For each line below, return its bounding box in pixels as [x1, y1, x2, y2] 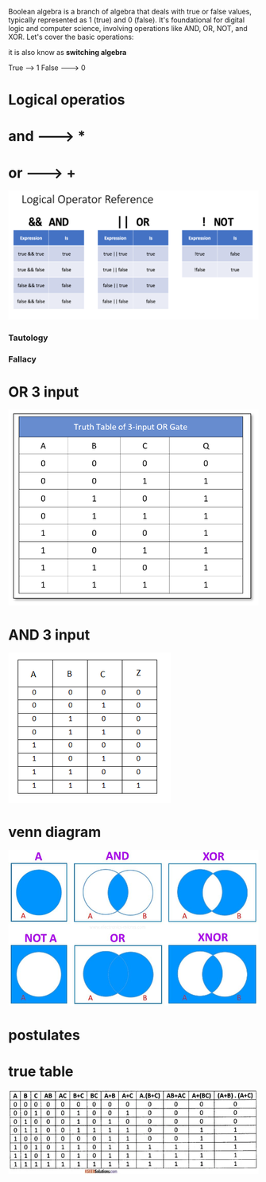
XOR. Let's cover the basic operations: [8, 32, 134, 41]
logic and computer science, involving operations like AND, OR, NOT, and [8, 24, 248, 33]
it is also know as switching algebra [8, 48, 127, 57]
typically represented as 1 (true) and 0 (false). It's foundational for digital [8, 15, 245, 25]
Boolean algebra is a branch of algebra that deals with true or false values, [8, 7, 252, 16]
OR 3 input [8, 382, 79, 401]
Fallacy [8, 354, 37, 365]
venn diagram [8, 824, 102, 841]
